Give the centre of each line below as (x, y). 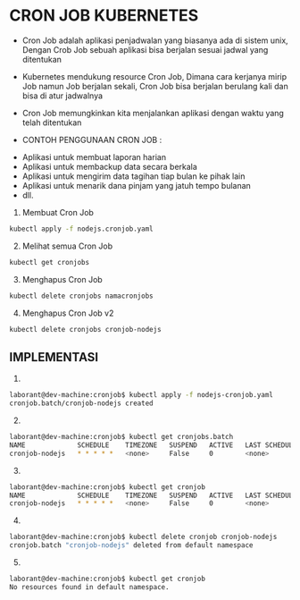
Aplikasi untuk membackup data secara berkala (110, 166)
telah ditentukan (52, 123)
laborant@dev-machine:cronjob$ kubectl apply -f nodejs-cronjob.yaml (142, 395)
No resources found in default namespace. (89, 587)
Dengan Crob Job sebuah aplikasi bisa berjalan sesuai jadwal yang (145, 49)
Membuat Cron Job (58, 212)
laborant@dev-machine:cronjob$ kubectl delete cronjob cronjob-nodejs (143, 537)
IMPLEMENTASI (54, 357)
